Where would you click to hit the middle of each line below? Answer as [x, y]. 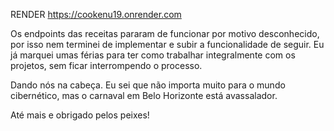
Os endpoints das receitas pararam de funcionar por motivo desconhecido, [165, 33]
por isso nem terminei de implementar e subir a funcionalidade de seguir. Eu [167, 44]
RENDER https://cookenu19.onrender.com [96, 14]
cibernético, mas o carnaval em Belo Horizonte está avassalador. [144, 95]
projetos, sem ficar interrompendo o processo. [106, 65]
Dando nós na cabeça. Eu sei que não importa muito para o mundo [148, 85]
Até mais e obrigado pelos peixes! [80, 115]
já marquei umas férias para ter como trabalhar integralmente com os [153, 55]
